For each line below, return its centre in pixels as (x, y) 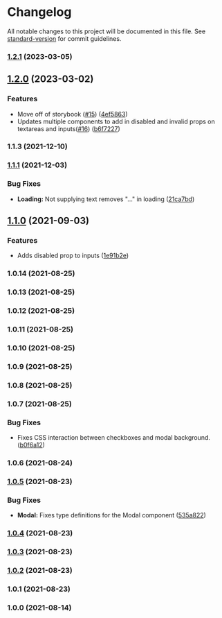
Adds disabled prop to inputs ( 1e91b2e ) (73, 256)
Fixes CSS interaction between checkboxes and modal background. (114, 438)
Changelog (39, 12)
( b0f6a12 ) (31, 445)
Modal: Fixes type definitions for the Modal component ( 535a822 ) (111, 515)
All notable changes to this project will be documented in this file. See (107, 31)
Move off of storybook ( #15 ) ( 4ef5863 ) (72, 114)
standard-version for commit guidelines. (64, 38)
